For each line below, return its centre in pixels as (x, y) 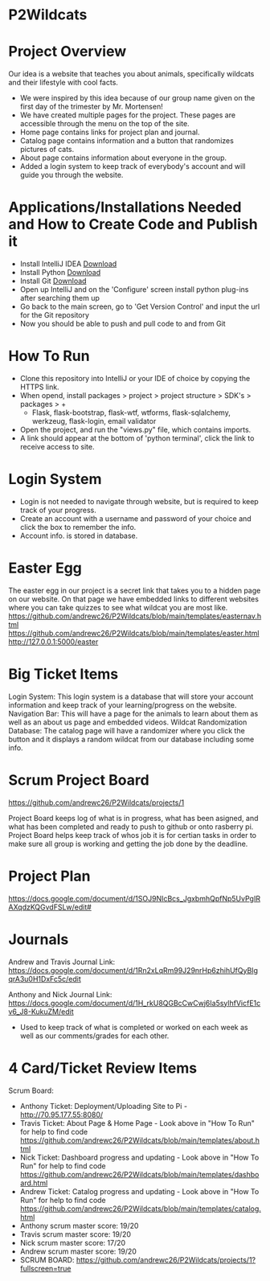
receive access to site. (57, 447)
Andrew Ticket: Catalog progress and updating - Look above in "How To (139, 1191)
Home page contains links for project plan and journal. (110, 132)
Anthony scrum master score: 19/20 (79, 1226)
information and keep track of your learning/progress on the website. (123, 704)
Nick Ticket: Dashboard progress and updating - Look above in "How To (139, 1157)
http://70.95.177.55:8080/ (61, 1115)
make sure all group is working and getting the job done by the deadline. (128, 844)
